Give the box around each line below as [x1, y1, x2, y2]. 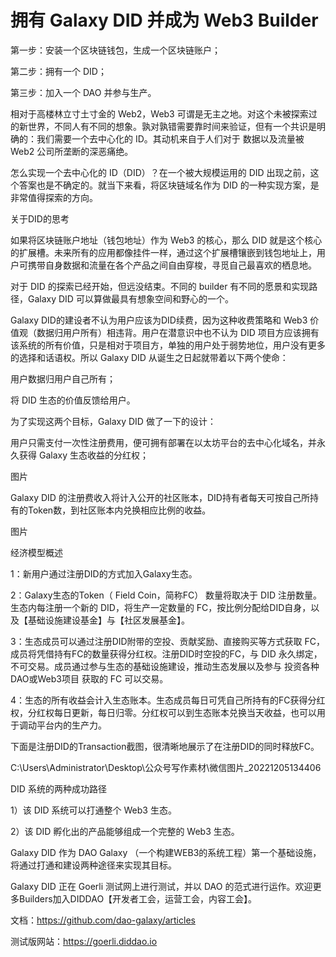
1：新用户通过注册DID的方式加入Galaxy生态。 [10, 567, 198, 580]
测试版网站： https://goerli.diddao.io [10, 935, 158, 947]
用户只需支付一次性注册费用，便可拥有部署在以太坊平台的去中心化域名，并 [10, 436, 317, 448]
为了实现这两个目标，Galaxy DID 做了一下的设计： [10, 415, 217, 427]
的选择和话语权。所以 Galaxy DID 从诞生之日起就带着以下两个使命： [10, 351, 289, 363]
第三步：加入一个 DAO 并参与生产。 [10, 86, 157, 98]
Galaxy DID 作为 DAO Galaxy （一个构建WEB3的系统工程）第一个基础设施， [10, 846, 322, 858]
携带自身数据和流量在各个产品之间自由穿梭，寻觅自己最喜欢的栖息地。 [27, 259, 317, 271]
